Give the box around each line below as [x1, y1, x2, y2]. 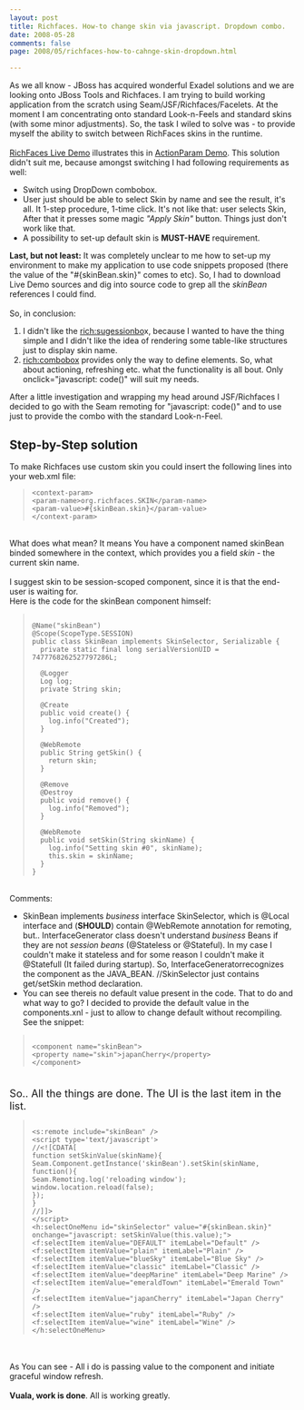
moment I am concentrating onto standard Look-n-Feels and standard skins [9, 109, 292, 120]
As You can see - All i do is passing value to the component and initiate [9, 1361, 275, 1372]
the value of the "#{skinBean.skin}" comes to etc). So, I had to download [9, 270, 281, 281]
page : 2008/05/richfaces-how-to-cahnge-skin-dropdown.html [9, 47, 238, 56]
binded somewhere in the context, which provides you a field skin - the [9, 547, 275, 558]
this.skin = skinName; [48, 851, 134, 861]
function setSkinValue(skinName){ [31, 1150, 162, 1160]
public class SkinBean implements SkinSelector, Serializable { [31, 636, 280, 646]
